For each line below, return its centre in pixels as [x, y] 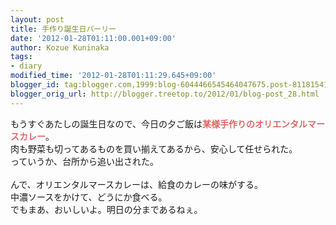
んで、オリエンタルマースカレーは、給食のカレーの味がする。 [137, 184]
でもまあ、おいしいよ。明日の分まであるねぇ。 [106, 209]
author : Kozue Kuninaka [60, 47]
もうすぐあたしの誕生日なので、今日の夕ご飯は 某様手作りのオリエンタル [159, 123]
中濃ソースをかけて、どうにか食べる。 [89, 197]
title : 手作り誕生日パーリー [63, 29]
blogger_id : [35, 85]
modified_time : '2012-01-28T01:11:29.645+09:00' [113, 76]
